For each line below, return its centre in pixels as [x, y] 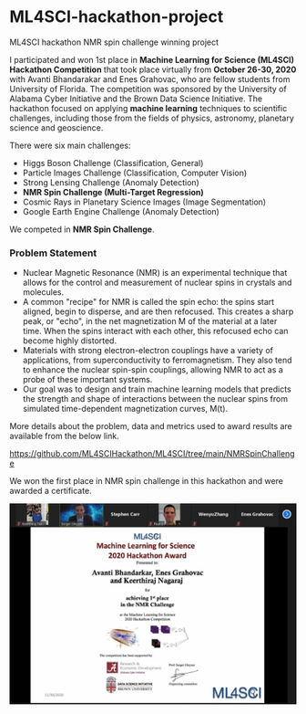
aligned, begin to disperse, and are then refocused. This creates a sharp [158, 311]
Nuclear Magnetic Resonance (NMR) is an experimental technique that [155, 273]
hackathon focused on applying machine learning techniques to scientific [148, 108]
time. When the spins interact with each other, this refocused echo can [155, 331]
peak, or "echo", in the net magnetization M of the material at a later [150, 321]
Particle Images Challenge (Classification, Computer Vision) [135, 173]
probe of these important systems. [87, 380]
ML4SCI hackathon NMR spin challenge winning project [114, 42]
